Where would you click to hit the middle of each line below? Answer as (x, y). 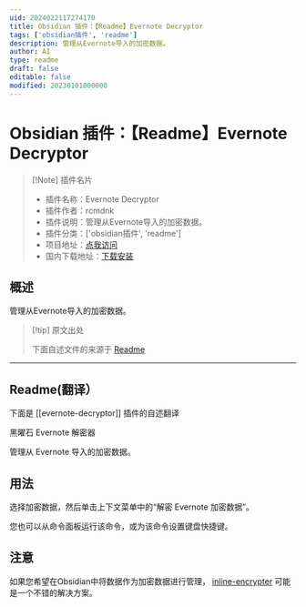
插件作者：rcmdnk (80, 210)
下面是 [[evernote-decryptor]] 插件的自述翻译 (94, 413)
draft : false (34, 69)
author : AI (30, 52)
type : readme (34, 60)
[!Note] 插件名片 (62, 179)
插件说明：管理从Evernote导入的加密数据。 (126, 222)
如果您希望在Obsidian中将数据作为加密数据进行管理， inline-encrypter (141, 581)
